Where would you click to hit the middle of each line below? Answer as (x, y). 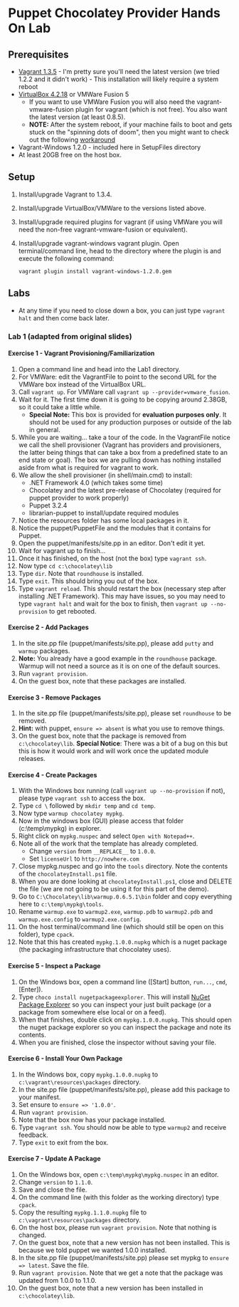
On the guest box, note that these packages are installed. (102, 681)
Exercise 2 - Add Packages (49, 627)
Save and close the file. (53, 1190)
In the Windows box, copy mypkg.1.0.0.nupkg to (88, 1074)
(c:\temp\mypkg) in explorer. (60, 829)
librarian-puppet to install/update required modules (104, 513)
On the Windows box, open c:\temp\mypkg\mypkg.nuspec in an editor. (118, 1174)
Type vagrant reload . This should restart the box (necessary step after (122, 588)
